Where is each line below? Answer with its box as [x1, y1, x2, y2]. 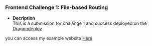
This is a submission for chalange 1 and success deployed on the [12, 20, 147, 26]
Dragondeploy [12, 26, 42, 32]
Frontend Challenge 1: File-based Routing [5, 4, 108, 11]
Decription [12, 15, 36, 21]
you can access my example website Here [5, 35, 93, 41]
